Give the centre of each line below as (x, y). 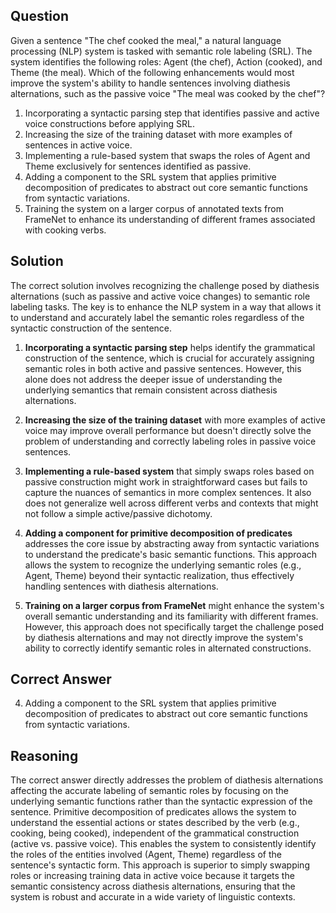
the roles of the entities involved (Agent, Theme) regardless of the (146, 855)
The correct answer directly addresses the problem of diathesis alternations (167, 780)
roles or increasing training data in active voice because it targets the (152, 876)
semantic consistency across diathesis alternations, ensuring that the (153, 886)
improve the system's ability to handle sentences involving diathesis (150, 83)
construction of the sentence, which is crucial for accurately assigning (169, 358)
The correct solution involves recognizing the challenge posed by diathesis (165, 285)
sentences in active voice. (78, 145)
